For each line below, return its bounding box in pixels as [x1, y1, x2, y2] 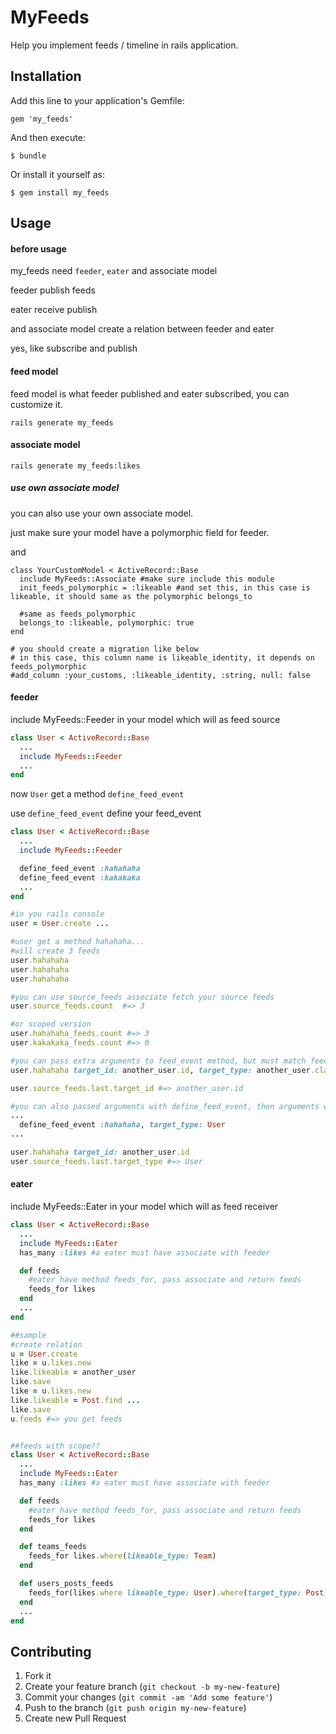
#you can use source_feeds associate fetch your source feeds [10, 992, 275, 1002]
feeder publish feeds [10, 284, 96, 296]
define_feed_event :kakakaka [19, 872, 141, 883]
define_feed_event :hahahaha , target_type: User [19, 1120, 226, 1130]
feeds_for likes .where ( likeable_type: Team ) [28, 1551, 217, 1561]
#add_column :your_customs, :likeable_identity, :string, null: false [10, 670, 311, 680]
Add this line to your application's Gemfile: [10, 94, 185, 106]
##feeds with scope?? [10, 1441, 101, 1451]
